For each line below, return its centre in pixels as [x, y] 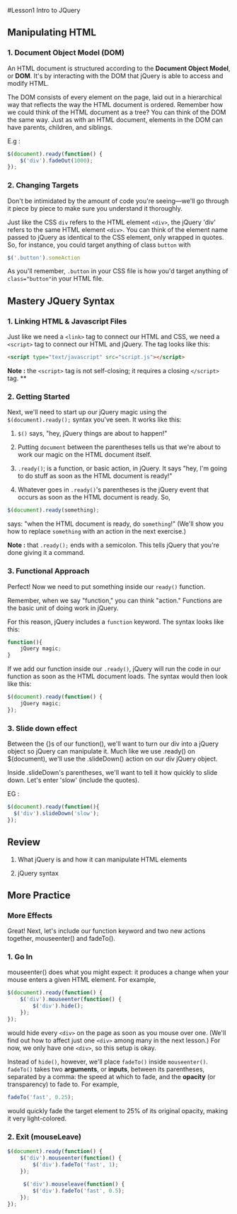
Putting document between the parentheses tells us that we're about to [119, 447]
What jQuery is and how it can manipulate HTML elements [102, 859]
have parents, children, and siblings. [60, 127]
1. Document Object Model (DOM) [66, 53]
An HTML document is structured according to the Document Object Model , [119, 68]
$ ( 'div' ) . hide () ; [58, 1006]
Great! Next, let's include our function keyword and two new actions [106, 931]
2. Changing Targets [43, 185]
